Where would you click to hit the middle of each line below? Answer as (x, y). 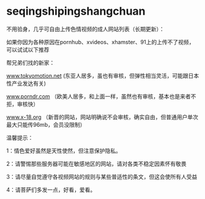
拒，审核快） (22, 104)
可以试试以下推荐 (28, 50)
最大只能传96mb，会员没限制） (46, 124)
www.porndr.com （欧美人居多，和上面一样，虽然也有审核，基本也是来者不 (101, 96)
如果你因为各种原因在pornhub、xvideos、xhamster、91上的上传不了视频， (100, 42)
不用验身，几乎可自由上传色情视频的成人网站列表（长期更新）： (85, 29)
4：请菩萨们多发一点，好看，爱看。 (51, 190)
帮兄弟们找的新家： (31, 62)
